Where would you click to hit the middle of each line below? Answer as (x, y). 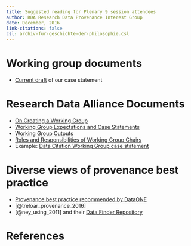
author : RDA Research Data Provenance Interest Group (75, 17)
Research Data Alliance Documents (95, 104)
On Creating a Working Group (51, 121)
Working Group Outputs (44, 133)
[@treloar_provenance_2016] (50, 205)
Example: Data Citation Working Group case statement (82, 146)
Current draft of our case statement (58, 80)
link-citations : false (34, 28)
